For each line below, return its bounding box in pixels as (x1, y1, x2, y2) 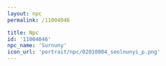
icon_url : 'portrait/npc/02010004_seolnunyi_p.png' (7, 49, 160, 56)
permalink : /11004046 (7, 17, 70, 24)
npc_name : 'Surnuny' (7, 42, 68, 49)
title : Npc (7, 29, 39, 36)
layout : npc (7, 10, 42, 17)
